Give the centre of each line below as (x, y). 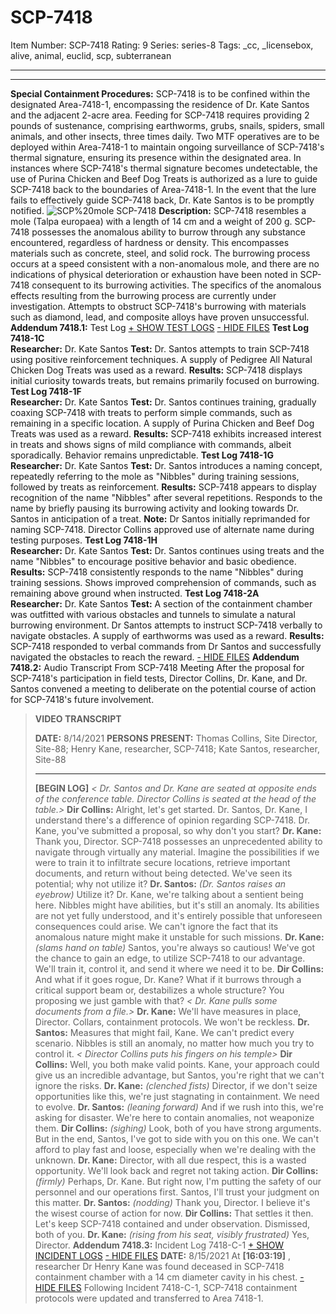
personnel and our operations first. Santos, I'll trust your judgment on (177, 1192)
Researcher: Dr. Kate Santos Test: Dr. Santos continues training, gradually (163, 402)
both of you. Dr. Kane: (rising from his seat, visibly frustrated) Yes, (172, 1234)
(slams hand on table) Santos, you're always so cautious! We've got (175, 947)
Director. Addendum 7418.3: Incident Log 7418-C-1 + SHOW (159, 1245)
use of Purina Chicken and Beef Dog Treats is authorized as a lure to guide (164, 178)
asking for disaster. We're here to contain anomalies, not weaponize (174, 1117)
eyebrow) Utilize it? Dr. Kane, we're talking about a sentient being (169, 894)
